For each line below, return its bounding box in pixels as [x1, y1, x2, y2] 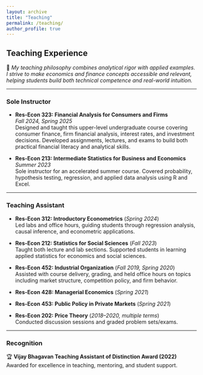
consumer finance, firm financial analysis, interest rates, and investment [14, 130, 195, 137]
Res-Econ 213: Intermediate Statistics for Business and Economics [14, 155, 186, 162]
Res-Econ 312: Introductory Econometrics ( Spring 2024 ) [14, 215, 159, 222]
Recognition [6, 339, 43, 347]
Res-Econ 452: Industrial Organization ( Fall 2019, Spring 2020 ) [14, 263, 175, 271]
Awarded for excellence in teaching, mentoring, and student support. [6, 361, 178, 368]
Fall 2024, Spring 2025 [14, 118, 72, 125]
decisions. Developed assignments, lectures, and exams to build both [14, 137, 188, 144]
